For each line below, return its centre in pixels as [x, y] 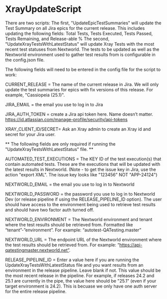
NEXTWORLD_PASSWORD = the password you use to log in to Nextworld [80, 194]
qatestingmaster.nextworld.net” [37, 250]
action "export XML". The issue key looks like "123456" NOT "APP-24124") [81, 174]
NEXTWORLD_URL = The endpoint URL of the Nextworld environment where [83, 239]
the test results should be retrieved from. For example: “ [62, 245]
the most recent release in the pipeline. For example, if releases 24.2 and [80, 275]
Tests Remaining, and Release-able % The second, [57, 39]
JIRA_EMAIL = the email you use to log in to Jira [54, 104]
